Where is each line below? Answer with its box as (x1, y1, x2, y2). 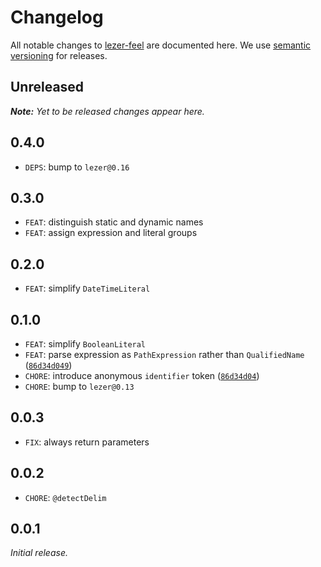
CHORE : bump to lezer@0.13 (24, 381, 135, 392)
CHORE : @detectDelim (24, 491, 107, 503)
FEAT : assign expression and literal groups (24, 227, 198, 239)
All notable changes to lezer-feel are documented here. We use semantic (10, 39, 312, 51)
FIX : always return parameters (24, 436, 150, 448)
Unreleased (10, 79, 85, 96)
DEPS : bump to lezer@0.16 (24, 161, 130, 173)
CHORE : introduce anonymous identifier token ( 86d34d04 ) (24, 370, 260, 381)
